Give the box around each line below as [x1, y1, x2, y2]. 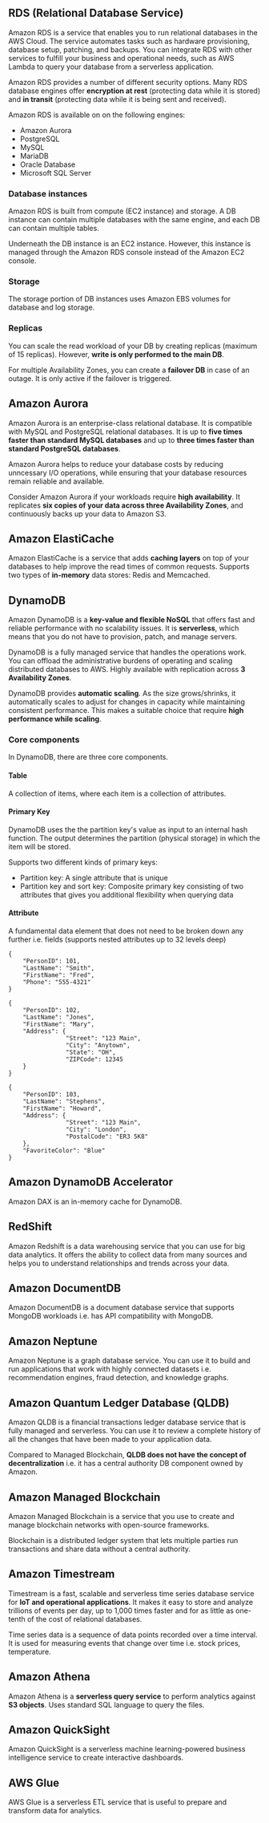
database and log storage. [8, 302, 95, 312]
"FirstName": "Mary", [22, 1020, 94, 1029]
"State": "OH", [65, 1048, 116, 1057]
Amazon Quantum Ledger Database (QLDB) [8, 1396, 230, 1410]
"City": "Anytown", [65, 1042, 130, 1050]
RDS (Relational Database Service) [8, 6, 184, 20]
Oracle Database [19, 160, 76, 169]
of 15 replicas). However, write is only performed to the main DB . [8, 349, 224, 359]
